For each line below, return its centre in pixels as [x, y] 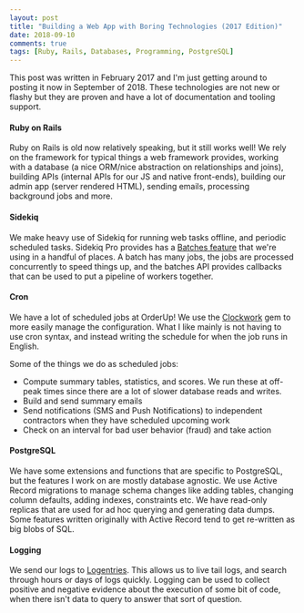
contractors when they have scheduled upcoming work [126, 420]
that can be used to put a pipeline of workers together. [111, 276]
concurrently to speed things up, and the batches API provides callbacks [146, 266]
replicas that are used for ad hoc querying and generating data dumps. [142, 509]
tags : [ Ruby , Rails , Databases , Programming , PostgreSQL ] [122, 52]
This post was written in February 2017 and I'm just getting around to [138, 77]
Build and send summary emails [82, 401]
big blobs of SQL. [42, 528]
